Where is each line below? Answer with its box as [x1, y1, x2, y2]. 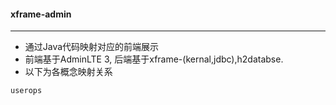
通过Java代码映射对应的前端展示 [24, 41, 160, 53]
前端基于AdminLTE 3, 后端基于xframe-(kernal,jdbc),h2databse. [24, 53, 284, 65]
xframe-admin [10, 8, 72, 20]
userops [10, 86, 43, 96]
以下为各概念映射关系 [24, 66, 113, 78]
